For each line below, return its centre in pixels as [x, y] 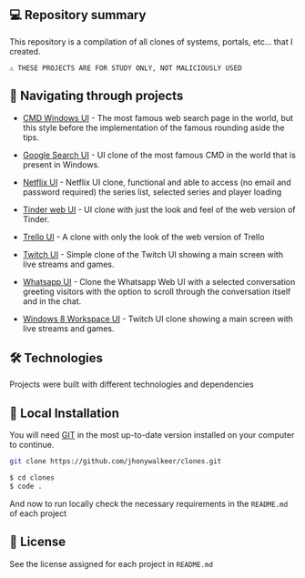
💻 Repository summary [78, 15]
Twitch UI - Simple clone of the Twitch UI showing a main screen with [153, 254]
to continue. [32, 445]
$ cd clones [32, 478]
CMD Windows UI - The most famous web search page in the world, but [158, 117]
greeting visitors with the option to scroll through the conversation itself [157, 291]
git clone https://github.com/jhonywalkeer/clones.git [116, 461]
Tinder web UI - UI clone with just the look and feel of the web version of [159, 209]
